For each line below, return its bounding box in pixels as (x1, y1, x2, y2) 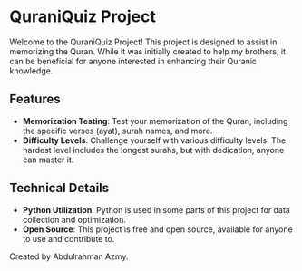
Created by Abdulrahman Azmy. (9, 251, 129, 262)
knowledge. (9, 65, 54, 76)
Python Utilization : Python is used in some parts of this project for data (22, 204, 290, 215)
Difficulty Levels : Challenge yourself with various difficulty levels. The (22, 134, 287, 146)
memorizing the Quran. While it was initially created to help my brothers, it (9, 45, 287, 56)
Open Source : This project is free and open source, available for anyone (22, 224, 293, 235)
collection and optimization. (22, 214, 127, 225)
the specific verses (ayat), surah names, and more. (22, 125, 213, 136)
